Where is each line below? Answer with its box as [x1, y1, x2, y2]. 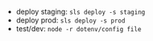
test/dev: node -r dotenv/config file [15, 24, 142, 33]
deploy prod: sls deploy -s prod [15, 15, 126, 25]
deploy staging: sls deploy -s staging [15, 7, 146, 16]
